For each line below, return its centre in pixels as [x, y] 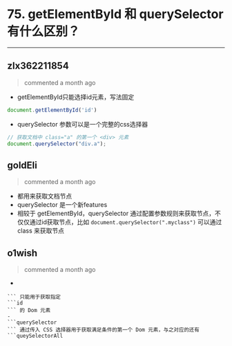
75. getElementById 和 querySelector [115, 14]
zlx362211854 [38, 66]
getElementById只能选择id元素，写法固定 [76, 97]
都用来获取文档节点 [45, 196]
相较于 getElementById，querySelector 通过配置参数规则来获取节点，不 [119, 213]
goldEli [22, 165]
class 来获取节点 [40, 231]
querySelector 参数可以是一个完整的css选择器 [83, 124]
